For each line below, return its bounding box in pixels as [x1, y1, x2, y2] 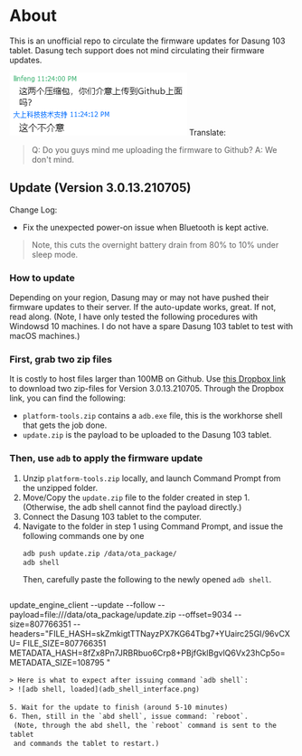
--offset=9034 [177, 609, 232, 619]
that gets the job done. [22, 420, 108, 430]
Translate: [188, 127, 226, 137]
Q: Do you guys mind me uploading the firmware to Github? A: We [31, 144, 278, 155]
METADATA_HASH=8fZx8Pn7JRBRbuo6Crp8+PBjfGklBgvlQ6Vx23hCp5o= [9, 647, 286, 658]
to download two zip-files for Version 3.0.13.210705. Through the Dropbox [9, 383, 285, 394]
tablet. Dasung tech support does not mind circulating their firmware [9, 44, 265, 55]
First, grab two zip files [9, 353, 113, 365]
